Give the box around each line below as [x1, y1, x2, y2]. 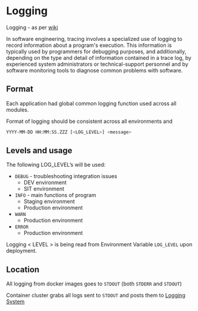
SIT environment [23, 185, 64, 192]
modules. [6, 106, 29, 113]
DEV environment [23, 179, 67, 186]
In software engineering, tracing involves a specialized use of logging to [6, 35, 183, 42]
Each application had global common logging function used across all [6, 100, 177, 107]
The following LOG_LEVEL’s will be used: [6, 161, 106, 169]
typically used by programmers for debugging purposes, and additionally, [6, 47, 186, 55]
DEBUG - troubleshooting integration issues [14, 173, 118, 180]
